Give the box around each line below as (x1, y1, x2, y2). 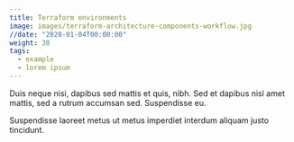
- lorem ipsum (17, 64, 70, 73)
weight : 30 (9, 38, 51, 48)
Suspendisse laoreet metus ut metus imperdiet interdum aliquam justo (9, 114, 269, 126)
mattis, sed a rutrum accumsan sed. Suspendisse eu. (9, 97, 207, 108)
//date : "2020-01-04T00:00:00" (9, 30, 127, 39)
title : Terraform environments (9, 13, 127, 22)
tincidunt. (9, 124, 45, 135)
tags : (9, 47, 30, 56)
